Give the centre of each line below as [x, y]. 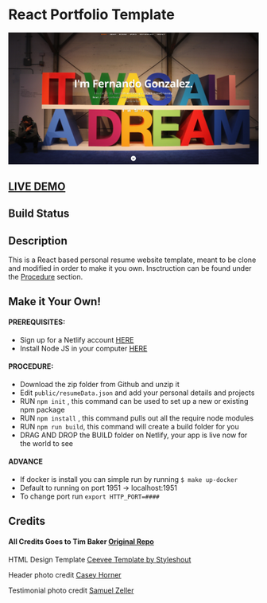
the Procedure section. [46, 277]
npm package [42, 409]
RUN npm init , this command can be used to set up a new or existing [134, 401]
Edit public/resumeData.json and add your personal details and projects [137, 393]
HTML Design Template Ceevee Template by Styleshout [100, 559]
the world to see [46, 443]
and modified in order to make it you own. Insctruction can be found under [130, 268]
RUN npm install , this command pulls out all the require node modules [137, 418]
